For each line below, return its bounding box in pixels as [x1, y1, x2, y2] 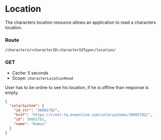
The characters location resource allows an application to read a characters [5, 19, 156, 25]
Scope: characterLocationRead [12, 75, 74, 81]
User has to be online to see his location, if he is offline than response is [5, 84, 149, 90]
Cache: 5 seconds [12, 70, 48, 76]
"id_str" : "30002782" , [14, 108, 60, 113]
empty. [5, 90, 19, 95]
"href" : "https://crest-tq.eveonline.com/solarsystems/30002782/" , [14, 112, 153, 117]
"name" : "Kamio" [14, 121, 47, 126]
